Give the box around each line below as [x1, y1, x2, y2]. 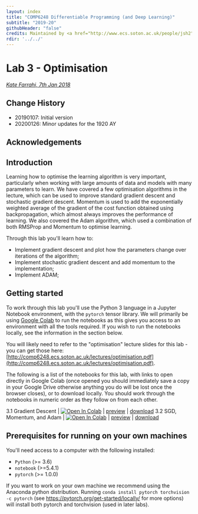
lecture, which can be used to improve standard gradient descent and [6, 191, 176, 199]
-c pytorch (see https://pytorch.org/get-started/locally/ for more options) [6, 495, 184, 502]
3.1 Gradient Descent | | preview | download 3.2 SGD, [6, 407, 177, 414]
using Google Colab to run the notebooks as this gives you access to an [6, 317, 181, 324]
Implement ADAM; [14, 271, 59, 278]
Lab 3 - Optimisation [6, 61, 108, 75]
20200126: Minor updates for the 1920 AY [14, 120, 117, 127]
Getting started [6, 288, 64, 298]
